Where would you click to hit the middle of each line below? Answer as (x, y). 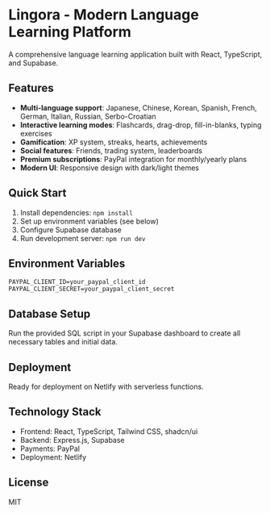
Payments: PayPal (50, 448)
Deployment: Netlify (53, 457)
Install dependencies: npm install (76, 212)
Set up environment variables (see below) (89, 221)
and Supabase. (33, 63)
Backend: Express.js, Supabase (72, 440)
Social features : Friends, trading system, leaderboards (111, 150)
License (29, 483)
